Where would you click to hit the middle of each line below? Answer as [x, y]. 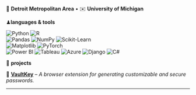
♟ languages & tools [31, 22]
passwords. [20, 80]
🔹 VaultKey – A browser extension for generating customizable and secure [96, 74]
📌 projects [19, 63]
